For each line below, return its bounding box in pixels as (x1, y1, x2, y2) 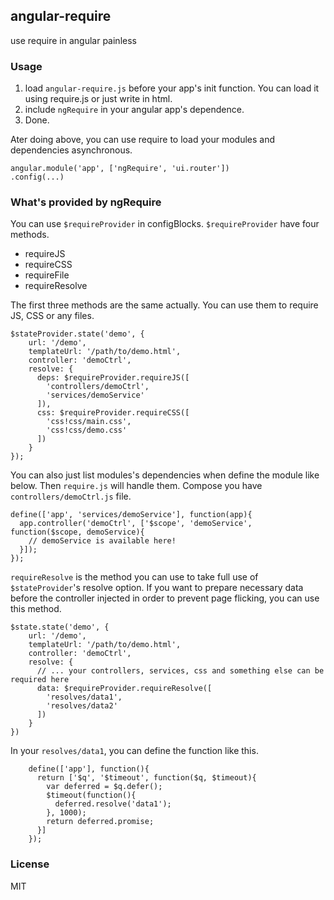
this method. (10, 603, 62, 615)
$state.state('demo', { (10, 622, 110, 633)
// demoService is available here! (28, 536, 177, 546)
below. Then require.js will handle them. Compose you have (10, 480, 263, 492)
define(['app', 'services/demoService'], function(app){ (10, 510, 253, 520)
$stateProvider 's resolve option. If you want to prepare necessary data (10, 582, 304, 594)
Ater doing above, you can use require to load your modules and (10, 134, 276, 146)
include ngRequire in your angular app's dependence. (24, 104, 245, 116)
